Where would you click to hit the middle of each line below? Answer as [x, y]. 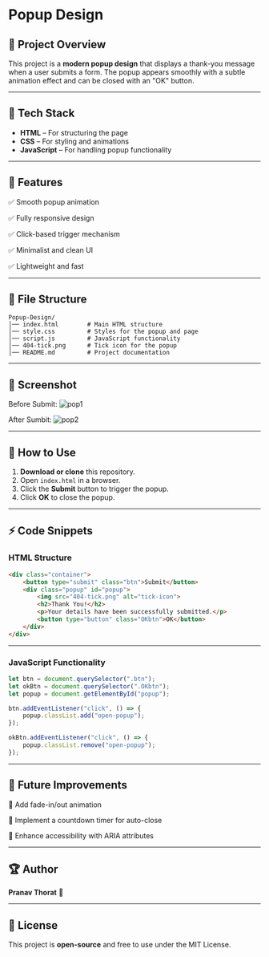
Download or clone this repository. [78, 472]
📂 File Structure [48, 300]
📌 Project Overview [57, 45]
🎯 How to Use [42, 452]
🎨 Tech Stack [42, 114]
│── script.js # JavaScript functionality [94, 339]
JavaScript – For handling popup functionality [96, 149]
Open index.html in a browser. [70, 481]
